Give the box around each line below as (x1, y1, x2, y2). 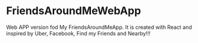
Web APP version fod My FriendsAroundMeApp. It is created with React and (6, 24, 192, 31)
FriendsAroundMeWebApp (6, 4, 142, 18)
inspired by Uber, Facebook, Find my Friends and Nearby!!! (6, 29, 150, 37)
